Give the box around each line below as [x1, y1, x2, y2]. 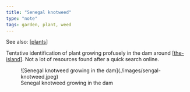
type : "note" [6, 15, 38, 22]
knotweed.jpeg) [20, 73, 59, 80]
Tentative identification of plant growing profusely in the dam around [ [6, 49, 174, 56]
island [6, 56, 20, 63]
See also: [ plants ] [6, 38, 48, 45]
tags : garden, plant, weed [6, 22, 72, 27]
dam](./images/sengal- [105, 67, 161, 74]
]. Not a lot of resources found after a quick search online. [20, 56, 159, 63]
